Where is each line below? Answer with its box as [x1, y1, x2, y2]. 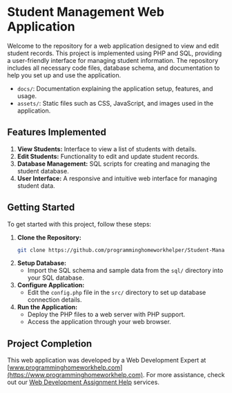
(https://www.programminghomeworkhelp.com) [7, 371, 144, 379]
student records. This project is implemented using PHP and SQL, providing [7, 49, 222, 57]
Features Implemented [7, 126, 107, 138]
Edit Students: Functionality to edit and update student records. [17, 152, 200, 160]
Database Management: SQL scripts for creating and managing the [17, 160, 211, 168]
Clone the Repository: [17, 233, 81, 242]
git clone [17, 247, 46, 253]
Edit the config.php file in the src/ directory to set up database [27, 288, 206, 297]
